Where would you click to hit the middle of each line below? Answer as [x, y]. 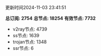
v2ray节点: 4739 [30, 29]
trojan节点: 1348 [30, 42]
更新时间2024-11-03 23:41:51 [36, 7]
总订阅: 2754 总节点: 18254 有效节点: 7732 [50, 18]
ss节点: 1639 [26, 35]
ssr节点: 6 [23, 48]
